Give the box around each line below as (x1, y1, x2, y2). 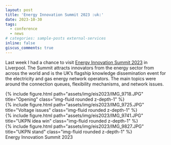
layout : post (5, 7, 33, 13)
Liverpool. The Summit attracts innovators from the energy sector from (5, 65, 154, 71)
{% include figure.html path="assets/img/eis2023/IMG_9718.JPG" (5, 91, 144, 97)
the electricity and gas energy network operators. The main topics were (5, 75, 157, 81)
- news (10, 31, 24, 36)
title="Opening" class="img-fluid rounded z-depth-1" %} (5, 96, 125, 102)
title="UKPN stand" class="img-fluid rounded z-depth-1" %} (5, 128, 133, 135)
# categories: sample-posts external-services (5, 36, 106, 41)
